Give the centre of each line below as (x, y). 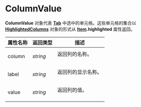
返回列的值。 (72, 90)
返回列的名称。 (75, 54)
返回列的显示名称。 (80, 72)
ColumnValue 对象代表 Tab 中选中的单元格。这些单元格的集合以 (71, 23)
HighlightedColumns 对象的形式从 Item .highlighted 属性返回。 (70, 29)
